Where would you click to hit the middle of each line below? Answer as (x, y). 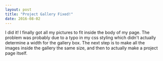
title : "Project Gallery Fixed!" (39, 14)
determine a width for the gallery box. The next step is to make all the (75, 43)
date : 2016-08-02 (23, 19)
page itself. (16, 53)
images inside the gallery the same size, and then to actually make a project (81, 48)
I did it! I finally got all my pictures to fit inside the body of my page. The (77, 33)
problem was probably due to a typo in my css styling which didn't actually (81, 38)
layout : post (18, 10)
